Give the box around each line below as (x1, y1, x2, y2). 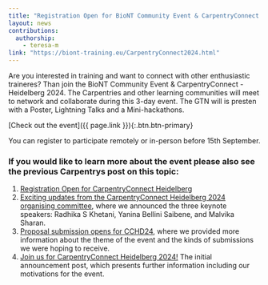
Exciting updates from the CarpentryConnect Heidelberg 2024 (19, 193, 226, 203)
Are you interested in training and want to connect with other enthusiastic (8, 71, 250, 80)
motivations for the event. (19, 269, 105, 279)
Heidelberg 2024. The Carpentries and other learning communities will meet (8, 88, 260, 97)
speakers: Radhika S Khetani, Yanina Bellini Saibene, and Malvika (19, 210, 234, 219)
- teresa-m (22, 42, 59, 50)
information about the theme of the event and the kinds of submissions (19, 235, 254, 245)
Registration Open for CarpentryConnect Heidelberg (19, 184, 193, 194)
